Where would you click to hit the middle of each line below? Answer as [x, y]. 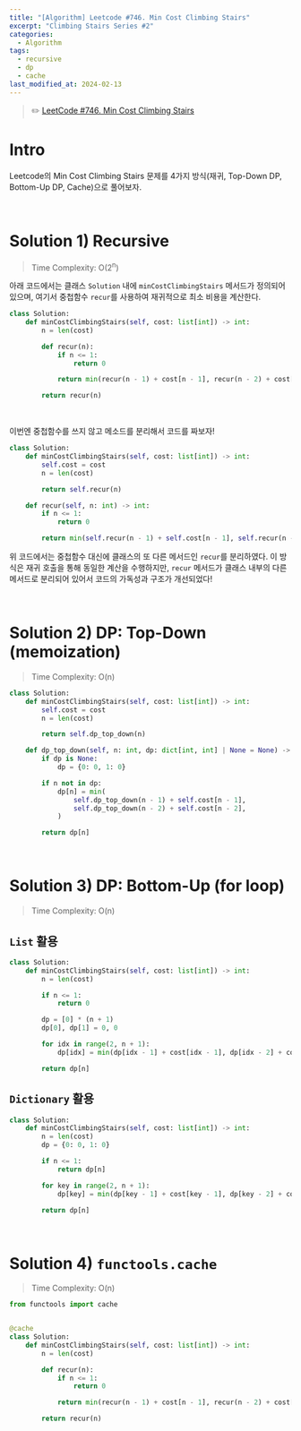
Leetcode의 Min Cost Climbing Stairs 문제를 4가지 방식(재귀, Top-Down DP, [146, 176]
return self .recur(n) [82, 489]
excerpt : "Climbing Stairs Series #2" [82, 26]
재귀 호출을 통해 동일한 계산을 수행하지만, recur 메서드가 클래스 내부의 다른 [156, 568]
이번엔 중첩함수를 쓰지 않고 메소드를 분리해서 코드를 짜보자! [112, 432]
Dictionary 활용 [52, 1099]
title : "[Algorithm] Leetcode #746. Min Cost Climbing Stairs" [130, 17]
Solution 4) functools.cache [113, 1263]
